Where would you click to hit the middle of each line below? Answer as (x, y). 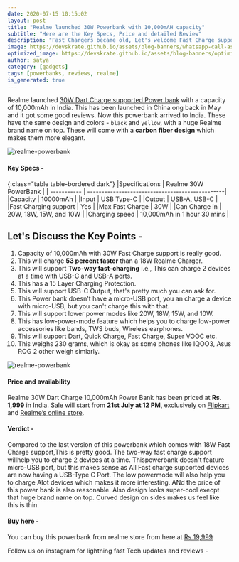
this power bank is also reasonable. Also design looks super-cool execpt (113, 490)
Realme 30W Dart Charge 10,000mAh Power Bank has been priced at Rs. (115, 397)
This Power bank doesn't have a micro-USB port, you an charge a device (124, 298)
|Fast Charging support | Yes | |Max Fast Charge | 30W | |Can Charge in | (115, 206)
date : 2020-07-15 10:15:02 (47, 14)
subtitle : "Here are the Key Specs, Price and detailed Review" (105, 34)
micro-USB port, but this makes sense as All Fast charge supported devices (118, 467)
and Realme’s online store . (46, 412)
